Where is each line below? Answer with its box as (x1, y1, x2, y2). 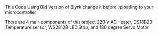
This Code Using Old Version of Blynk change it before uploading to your (5, 4, 154, 10)
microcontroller (5, 9, 36, 15)
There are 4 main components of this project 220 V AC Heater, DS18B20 (5, 19, 152, 25)
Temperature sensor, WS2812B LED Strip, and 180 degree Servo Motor (5, 24, 149, 30)
